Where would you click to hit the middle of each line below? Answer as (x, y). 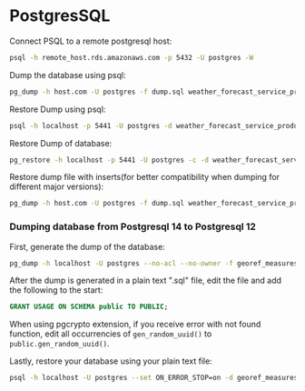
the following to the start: (56, 290)
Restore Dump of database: (61, 143)
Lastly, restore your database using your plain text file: (111, 361)
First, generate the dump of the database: (87, 246)
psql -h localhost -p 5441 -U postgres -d (91, 125)
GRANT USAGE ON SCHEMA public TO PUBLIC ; (89, 307)
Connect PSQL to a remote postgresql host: (91, 41)
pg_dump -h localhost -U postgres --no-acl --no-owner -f (121, 263)
